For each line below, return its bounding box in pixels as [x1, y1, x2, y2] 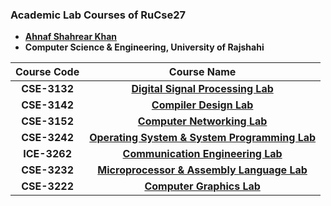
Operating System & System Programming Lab [89, 131, 317, 145]
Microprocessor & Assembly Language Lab [97, 163, 308, 177]
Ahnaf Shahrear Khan [24, 31, 118, 43]
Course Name [168, 65, 237, 79]
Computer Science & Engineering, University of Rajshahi [24, 41, 265, 53]
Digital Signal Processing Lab [131, 82, 274, 96]
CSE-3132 [21, 82, 74, 96]
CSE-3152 [21, 114, 74, 128]
